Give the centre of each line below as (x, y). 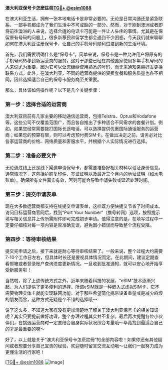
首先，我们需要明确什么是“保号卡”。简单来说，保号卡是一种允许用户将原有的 (84, 54)
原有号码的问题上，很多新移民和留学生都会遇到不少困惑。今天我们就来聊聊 (86, 37)
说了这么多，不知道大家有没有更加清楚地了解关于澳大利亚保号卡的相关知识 (82, 310)
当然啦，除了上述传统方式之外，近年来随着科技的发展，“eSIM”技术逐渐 (78, 281)
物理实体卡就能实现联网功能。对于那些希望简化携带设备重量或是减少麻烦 (88, 293)
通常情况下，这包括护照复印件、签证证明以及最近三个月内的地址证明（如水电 (84, 174)
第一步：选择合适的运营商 (36, 104)
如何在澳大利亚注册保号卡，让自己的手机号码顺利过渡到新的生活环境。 (77, 44)
